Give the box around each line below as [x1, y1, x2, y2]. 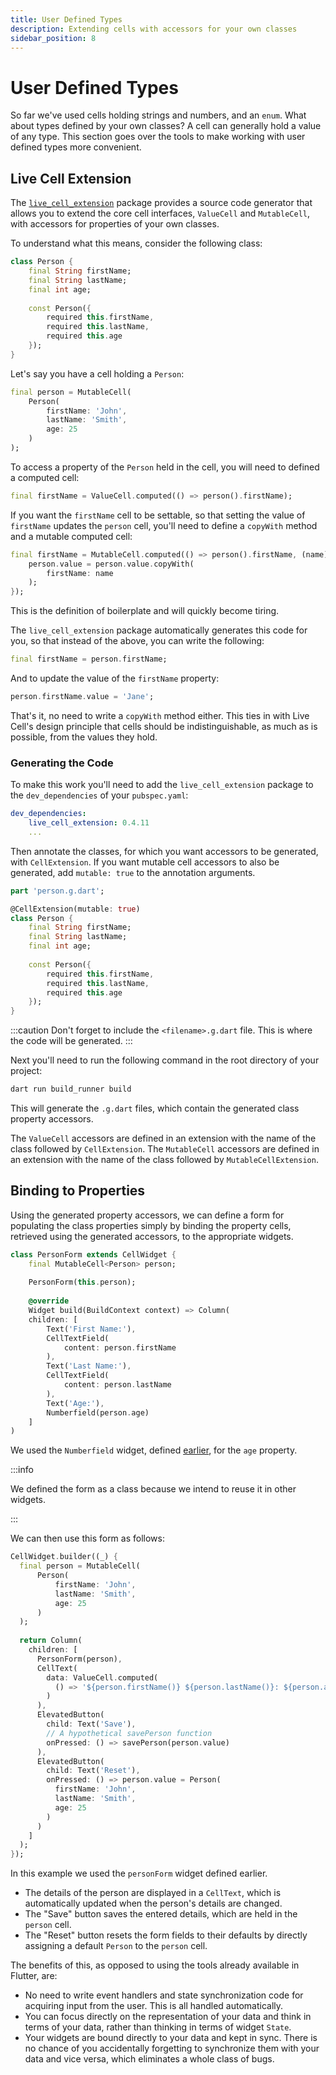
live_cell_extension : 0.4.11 [28, 818, 150, 828]
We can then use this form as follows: [10, 1532, 165, 1545]
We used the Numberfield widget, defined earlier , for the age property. [10, 1444, 298, 1456]
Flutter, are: [10, 1970, 58, 1982]
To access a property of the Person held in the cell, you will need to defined [10, 461, 320, 473]
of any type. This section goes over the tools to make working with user [10, 131, 306, 143]
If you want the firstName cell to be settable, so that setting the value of [10, 509, 306, 521]
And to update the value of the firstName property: [10, 672, 220, 684]
